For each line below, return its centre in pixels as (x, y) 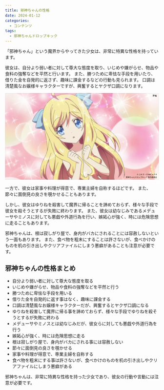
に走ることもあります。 (29, 223)
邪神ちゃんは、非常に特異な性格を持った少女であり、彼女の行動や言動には (80, 377)
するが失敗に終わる (40, 318)
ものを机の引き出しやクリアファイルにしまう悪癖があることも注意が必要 (78, 245)
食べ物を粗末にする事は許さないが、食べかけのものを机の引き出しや (81, 360)
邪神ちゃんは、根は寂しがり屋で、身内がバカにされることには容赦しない (78, 233)
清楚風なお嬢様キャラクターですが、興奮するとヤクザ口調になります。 (75, 86)
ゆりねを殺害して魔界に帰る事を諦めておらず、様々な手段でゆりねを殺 (82, 311)
